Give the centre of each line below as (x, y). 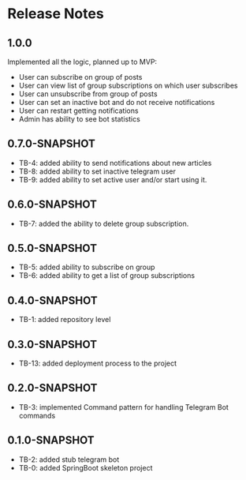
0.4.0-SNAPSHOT (52, 300)
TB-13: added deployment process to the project (98, 363)
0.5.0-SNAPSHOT (52, 248)
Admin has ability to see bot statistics (80, 119)
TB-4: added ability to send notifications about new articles (115, 163)
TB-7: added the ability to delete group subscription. (104, 223)
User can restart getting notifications (78, 111)
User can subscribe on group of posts (80, 77)
